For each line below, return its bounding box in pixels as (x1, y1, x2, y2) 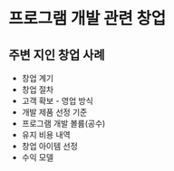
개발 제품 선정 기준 (21, 107, 88, 118)
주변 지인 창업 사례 (8, 47, 105, 62)
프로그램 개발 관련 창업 (8, 8, 167, 29)
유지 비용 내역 (21, 129, 71, 140)
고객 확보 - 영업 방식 (21, 96, 94, 106)
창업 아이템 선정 (21, 141, 78, 151)
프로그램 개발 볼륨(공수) (21, 119, 106, 128)
